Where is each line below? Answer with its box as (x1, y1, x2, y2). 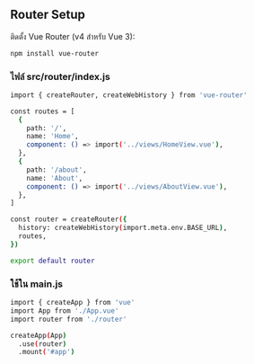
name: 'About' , (26, 173, 83, 182)
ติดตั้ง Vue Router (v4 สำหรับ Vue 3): (10, 31, 136, 41)
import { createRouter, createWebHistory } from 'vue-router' (10, 90, 248, 100)
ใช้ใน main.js (10, 278, 64, 290)
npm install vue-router (10, 49, 100, 58)
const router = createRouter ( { (10, 215, 127, 224)
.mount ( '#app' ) (18, 348, 75, 357)
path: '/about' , (26, 165, 88, 174)
